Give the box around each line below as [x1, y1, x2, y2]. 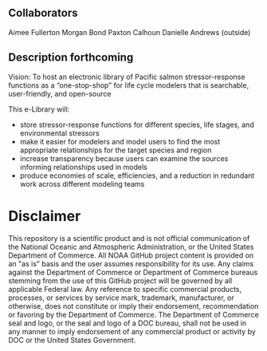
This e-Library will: [8, 104, 70, 114]
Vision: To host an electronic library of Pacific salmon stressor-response [8, 72, 245, 81]
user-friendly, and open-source [8, 89, 112, 98]
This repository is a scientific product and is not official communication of [8, 233, 250, 243]
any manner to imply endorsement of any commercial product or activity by [8, 326, 257, 336]
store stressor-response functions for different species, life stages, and [19, 120, 254, 129]
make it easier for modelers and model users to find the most [19, 136, 221, 146]
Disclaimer [8, 207, 81, 225]
